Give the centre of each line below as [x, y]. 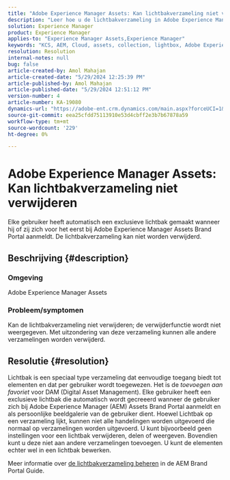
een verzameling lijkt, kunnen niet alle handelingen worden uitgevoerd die [111, 421]
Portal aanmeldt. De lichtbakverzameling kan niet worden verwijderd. [105, 237]
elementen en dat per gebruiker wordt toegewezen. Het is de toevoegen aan [115, 384]
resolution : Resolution [42, 52]
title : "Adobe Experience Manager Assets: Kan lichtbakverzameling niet [113, 13]
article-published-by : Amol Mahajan [60, 83]
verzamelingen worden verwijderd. [57, 340]
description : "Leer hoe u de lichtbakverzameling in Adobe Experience [110, 20]
